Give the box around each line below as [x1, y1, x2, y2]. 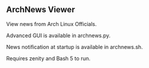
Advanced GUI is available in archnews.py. [6, 32, 111, 39]
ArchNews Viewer [6, 5, 76, 15]
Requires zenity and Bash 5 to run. [6, 54, 91, 61]
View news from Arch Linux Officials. [6, 20, 97, 27]
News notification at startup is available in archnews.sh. [6, 43, 143, 50]
